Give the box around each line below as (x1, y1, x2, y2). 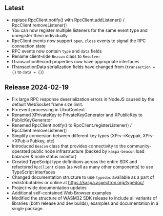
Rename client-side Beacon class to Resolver (11, 53, 101, 59)
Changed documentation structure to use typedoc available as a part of (11, 174, 155, 180)
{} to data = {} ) (11, 69, 44, 75)
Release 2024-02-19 (4, 83, 69, 92)
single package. (11, 205, 44, 211)
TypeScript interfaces (11, 169, 56, 175)
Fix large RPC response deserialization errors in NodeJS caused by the (11, 96, 155, 102)
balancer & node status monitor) (11, 153, 77, 159)
